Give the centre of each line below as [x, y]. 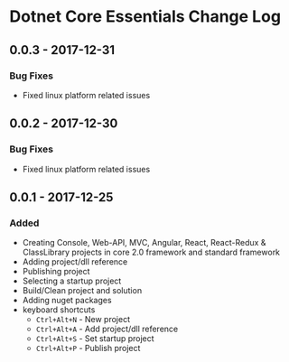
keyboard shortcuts [59, 310]
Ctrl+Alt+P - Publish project [88, 348]
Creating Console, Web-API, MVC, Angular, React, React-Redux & [144, 243]
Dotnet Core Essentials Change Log [145, 17]
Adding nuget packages [67, 301]
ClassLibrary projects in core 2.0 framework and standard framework [151, 252]
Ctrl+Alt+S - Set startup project [95, 339]
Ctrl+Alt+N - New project [83, 320]
